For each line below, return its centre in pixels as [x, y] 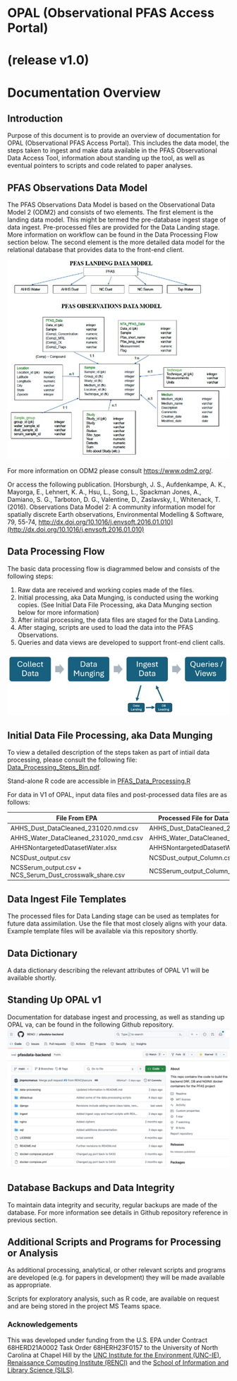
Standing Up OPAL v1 [54, 1000]
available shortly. [32, 978]
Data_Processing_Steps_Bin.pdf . [54, 767]
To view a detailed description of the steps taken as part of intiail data [109, 753]
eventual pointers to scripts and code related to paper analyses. [100, 166]
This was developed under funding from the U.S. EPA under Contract [108, 1340]
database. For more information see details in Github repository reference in [117, 1212]
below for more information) [58, 612]
